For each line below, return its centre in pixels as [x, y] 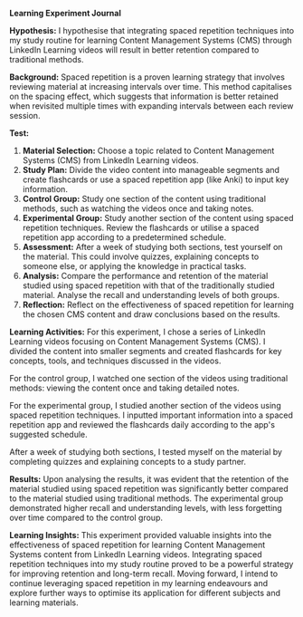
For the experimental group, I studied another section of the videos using [146, 405]
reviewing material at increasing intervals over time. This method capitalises [151, 87]
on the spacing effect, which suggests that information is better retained [144, 96]
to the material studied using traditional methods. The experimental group [147, 498]
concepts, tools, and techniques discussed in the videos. [115, 361]
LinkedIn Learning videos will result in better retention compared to [134, 50]
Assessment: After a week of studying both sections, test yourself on [152, 247]
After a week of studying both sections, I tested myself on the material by [146, 452]
